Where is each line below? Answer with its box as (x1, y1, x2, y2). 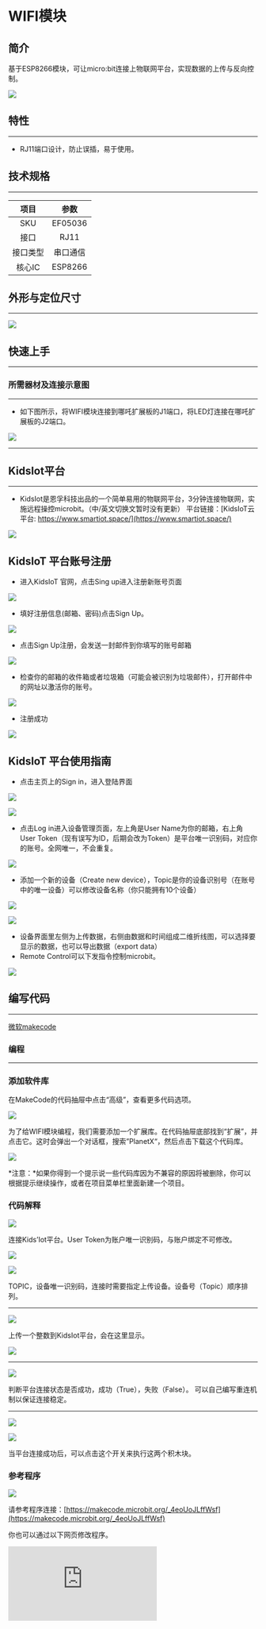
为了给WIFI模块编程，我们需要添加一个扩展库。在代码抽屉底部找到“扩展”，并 (8, 1126, 258, 1136)
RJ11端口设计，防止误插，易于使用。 (19, 144, 139, 153)
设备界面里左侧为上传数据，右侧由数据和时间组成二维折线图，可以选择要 (19, 931, 256, 941)
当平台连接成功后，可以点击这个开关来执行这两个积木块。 (8, 1448, 196, 1458)
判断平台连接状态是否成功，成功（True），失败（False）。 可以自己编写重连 (8, 1384, 251, 1394)
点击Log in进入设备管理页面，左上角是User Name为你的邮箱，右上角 (19, 823, 244, 833)
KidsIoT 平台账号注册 (8, 554, 112, 568)
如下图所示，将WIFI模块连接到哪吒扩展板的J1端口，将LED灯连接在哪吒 (19, 406, 249, 416)
